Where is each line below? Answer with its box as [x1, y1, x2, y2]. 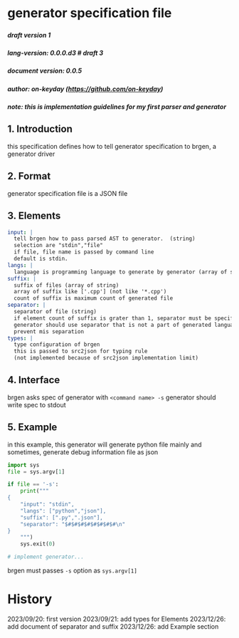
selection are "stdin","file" [14, 242, 103, 249]
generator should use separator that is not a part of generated [14, 321, 212, 328]
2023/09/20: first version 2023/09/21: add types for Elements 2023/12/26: [7, 615, 226, 623]
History [7, 591, 53, 607]
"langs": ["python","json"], [20, 507, 107, 514]
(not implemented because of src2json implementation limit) [14, 355, 199, 362]
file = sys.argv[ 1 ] [7, 468, 65, 475]
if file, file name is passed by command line [14, 249, 154, 256]
